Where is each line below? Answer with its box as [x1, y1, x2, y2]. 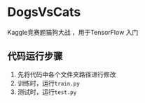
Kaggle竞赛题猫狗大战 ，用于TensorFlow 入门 [7, 28, 139, 36]
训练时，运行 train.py [17, 79, 81, 87]
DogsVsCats [7, 4, 81, 20]
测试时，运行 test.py [17, 88, 77, 96]
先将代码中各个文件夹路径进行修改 [17, 70, 116, 79]
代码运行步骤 [7, 50, 63, 63]
